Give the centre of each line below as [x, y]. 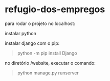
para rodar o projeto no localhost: [40, 23]
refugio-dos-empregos [55, 9]
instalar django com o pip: [32, 43]
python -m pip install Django [47, 53]
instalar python [20, 33]
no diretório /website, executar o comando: [50, 63]
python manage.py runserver [48, 73]
